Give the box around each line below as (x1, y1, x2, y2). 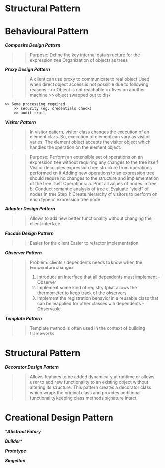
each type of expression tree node (29, 197, 101, 202)
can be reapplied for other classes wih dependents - (37, 301, 145, 307)
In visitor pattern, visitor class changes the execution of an (29, 129, 150, 134)
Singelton (5, 458, 26, 463)
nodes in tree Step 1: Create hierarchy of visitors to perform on (29, 191, 158, 197)
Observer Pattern (5, 250, 42, 256)
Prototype (5, 448, 26, 454)
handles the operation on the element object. (29, 144, 121, 150)
